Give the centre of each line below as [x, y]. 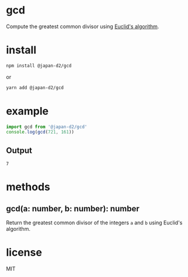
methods [28, 187]
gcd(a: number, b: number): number [73, 208]
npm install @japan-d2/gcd [39, 66]
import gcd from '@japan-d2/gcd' [47, 126]
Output [19, 150]
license [24, 253]
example [27, 111]
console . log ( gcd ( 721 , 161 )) [40, 132]
